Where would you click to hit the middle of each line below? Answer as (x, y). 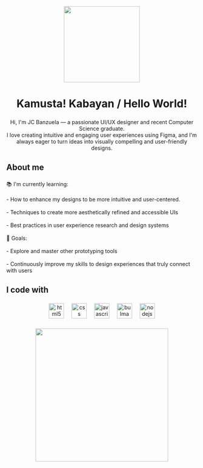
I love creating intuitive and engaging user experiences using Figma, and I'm (102, 135)
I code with (28, 289)
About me (25, 167)
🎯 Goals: (17, 238)
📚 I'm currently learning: (37, 184)
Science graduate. (102, 129)
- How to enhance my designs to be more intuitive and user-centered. (93, 200)
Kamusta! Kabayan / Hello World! (102, 104)
